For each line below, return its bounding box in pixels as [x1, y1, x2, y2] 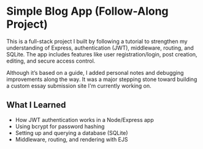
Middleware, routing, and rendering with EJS [15, 136, 128, 143]
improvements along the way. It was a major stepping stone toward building [6, 75, 197, 83]
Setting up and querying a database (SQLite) [15, 129, 128, 136]
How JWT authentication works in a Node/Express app [15, 116, 155, 123]
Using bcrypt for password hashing [15, 123, 105, 130]
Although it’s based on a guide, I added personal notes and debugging [6, 69, 184, 76]
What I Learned [6, 100, 66, 110]
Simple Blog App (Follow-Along [6, 4, 169, 18]
